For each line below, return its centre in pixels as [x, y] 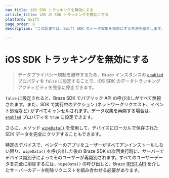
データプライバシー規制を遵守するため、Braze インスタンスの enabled [90, 75]
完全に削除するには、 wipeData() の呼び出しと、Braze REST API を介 [85, 164]
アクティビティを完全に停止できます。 [57, 87]
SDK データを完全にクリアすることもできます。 [54, 134]
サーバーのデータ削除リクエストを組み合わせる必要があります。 [76, 170]
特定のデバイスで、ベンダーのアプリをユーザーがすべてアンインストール [80, 145]
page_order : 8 [20, 24]
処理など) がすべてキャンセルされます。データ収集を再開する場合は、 [81, 111]
